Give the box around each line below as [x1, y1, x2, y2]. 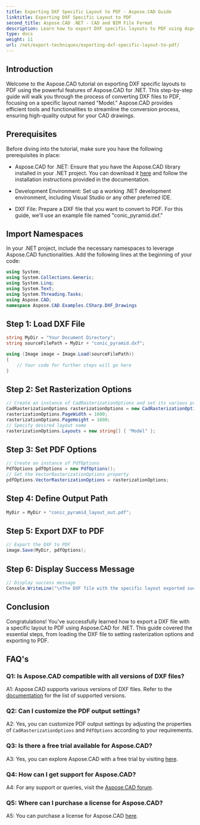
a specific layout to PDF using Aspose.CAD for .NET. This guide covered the [6, 624, 192, 631]
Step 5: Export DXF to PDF [6, 525, 104, 536]
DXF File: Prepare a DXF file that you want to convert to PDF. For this [14, 205, 183, 212]
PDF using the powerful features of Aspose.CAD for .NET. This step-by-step [6, 86, 193, 93]
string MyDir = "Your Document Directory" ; [6, 335, 116, 341]
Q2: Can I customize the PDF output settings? [6, 707, 140, 715]
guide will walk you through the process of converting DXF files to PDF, [6, 93, 181, 100]
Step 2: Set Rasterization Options [6, 384, 132, 395]
